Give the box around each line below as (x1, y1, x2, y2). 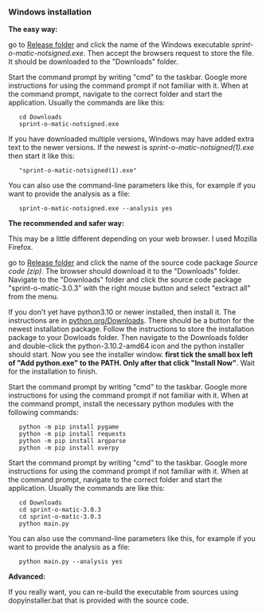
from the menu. (8, 292, 59, 302)
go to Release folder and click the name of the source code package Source (8, 258, 259, 267)
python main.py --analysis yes (18, 558, 123, 566)
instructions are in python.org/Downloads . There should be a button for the (8, 316, 255, 326)
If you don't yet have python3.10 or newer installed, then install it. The (8, 307, 237, 317)
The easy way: (8, 25, 58, 34)
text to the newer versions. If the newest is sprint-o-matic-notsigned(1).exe (8, 143, 255, 152)
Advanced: (8, 571, 46, 581)
